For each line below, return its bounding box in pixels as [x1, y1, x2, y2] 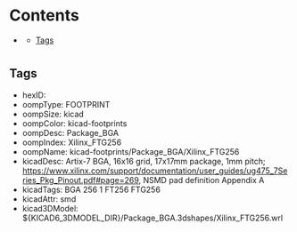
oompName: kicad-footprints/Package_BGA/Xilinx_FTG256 [21, 146, 240, 156]
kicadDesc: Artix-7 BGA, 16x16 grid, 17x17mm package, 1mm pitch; [21, 156, 266, 166]
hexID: [21, 90, 46, 100]
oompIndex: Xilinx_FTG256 [21, 137, 122, 148]
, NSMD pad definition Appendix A [137, 174, 265, 185]
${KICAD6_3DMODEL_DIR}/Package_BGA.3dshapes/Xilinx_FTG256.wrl [21, 212, 284, 223]
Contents [9, 5, 80, 26]
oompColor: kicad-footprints [21, 117, 128, 129]
